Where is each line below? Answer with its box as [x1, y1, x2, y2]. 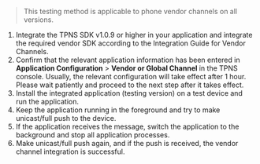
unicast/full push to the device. [15, 114, 117, 122]
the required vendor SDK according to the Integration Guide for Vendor [15, 38, 247, 48]
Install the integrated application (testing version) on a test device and [15, 89, 243, 97]
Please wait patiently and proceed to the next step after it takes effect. [15, 80, 244, 89]
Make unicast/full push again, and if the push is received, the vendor [15, 139, 239, 148]
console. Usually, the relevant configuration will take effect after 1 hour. [15, 72, 247, 81]
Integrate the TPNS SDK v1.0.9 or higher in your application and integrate [15, 31, 253, 39]
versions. [23, 15, 54, 24]
